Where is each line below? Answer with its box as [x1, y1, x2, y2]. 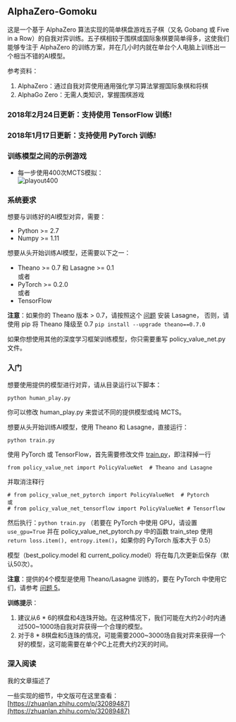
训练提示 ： [7, 598, 39, 606]
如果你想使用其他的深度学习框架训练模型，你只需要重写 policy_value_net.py [7, 335, 226, 344]
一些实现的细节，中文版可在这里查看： [7, 691, 118, 699]
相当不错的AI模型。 [13, 51, 69, 60]
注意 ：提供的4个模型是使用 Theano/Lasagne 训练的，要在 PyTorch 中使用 [7, 574, 221, 583]
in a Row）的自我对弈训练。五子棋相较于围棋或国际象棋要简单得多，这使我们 [7, 34, 230, 42]
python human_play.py [7, 394, 71, 402]
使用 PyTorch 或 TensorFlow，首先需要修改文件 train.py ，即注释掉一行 [7, 450, 211, 459]
